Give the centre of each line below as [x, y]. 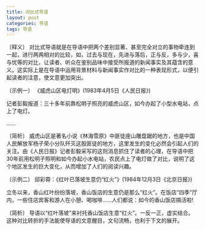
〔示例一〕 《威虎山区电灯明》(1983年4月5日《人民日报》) [79, 91]
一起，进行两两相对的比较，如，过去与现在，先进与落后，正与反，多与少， [100, 55]
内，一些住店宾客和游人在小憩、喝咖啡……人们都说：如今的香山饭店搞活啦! [100, 200]
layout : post [23, 18]
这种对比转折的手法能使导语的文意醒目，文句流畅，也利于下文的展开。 [95, 221]
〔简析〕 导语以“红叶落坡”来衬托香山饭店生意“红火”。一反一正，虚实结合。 [100, 213]
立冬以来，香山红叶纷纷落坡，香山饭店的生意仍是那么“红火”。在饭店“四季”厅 [102, 192]
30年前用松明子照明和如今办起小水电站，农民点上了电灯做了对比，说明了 [98, 159]
